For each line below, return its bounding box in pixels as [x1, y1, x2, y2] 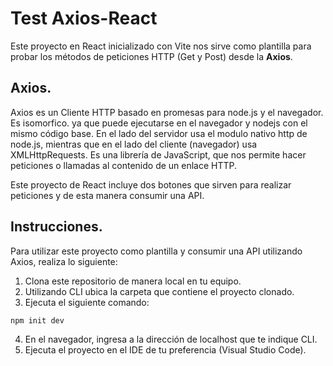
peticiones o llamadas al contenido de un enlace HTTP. [10, 159, 238, 171]
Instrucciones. [10, 218, 103, 236]
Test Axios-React [10, 7, 158, 30]
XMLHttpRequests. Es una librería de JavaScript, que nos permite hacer [10, 148, 307, 161]
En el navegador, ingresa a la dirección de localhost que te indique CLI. [24, 333, 318, 346]
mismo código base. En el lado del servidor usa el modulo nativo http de [10, 127, 308, 139]
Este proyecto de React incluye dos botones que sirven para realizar [10, 178, 292, 191]
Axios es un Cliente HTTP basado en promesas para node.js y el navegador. [10, 106, 324, 118]
